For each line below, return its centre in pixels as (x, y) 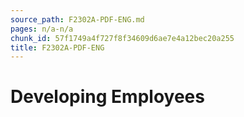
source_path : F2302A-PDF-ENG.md (77, 19)
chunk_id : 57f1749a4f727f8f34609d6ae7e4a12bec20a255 (122, 38)
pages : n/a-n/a (42, 29)
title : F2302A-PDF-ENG (57, 47)
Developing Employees (107, 97)
